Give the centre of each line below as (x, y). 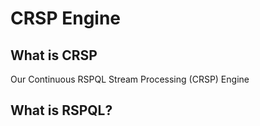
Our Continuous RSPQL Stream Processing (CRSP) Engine (130, 79)
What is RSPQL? (61, 110)
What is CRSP (54, 55)
